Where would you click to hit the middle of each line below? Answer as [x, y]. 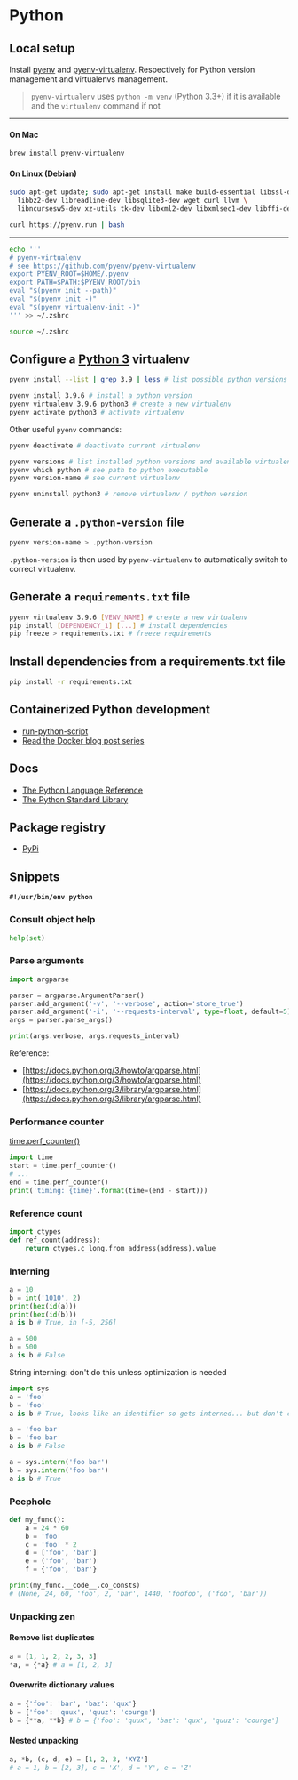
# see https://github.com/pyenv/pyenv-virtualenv [103, 266]
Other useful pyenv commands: [66, 429]
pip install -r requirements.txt [71, 682]
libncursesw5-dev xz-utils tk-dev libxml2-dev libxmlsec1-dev [134, 209]
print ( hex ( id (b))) [43, 1314]
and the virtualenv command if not [96, 106]
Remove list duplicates [52, 1638]
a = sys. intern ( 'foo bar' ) [59, 1462]
